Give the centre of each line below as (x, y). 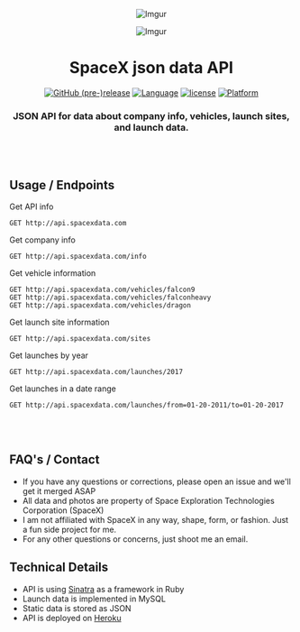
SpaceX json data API (151, 68)
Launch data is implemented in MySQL (94, 599)
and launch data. (151, 127)
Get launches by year (49, 355)
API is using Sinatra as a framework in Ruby (103, 589)
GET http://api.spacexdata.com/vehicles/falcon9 (102, 290)
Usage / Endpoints (62, 185)
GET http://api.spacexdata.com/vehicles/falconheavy (110, 298)
